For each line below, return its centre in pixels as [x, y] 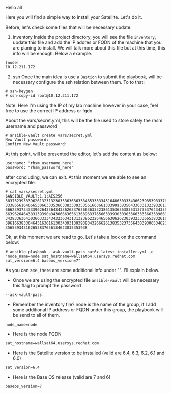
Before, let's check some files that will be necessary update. [68, 27]
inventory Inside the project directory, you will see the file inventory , [84, 37]
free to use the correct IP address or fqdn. [49, 111]
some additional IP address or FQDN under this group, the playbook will [88, 310]
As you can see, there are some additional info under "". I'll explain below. [82, 270]
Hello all [14, 7]
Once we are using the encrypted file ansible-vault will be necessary [86, 280]
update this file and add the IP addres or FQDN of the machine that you [87, 42]
